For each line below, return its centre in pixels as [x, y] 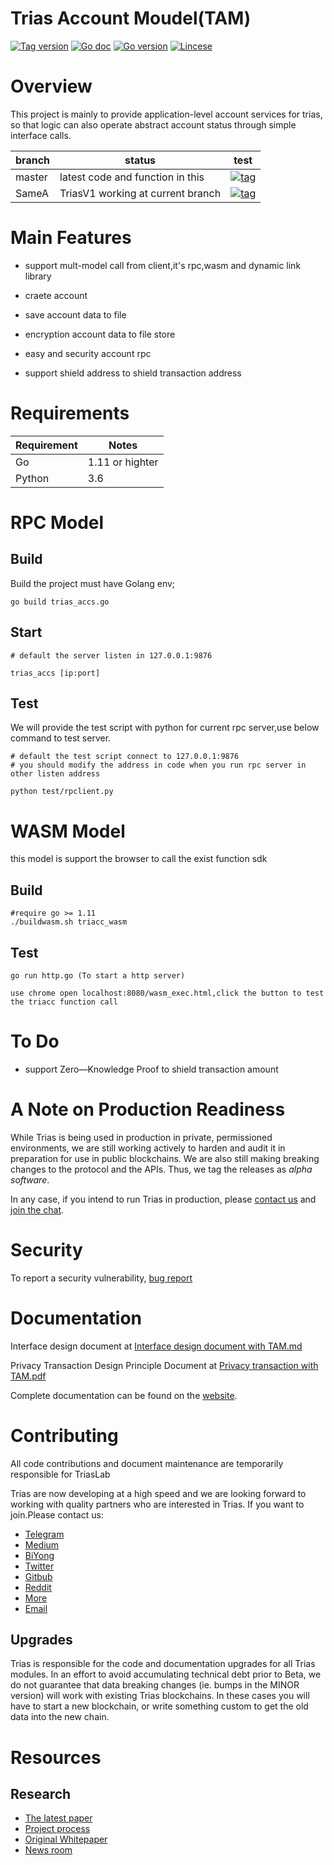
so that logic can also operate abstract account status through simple [153, 124]
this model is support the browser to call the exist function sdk [139, 859]
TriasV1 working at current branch [140, 193]
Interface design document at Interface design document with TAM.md [156, 1346]
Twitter [39, 1566]
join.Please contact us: [57, 1514]
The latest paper [58, 1818]
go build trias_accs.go [60, 602]
